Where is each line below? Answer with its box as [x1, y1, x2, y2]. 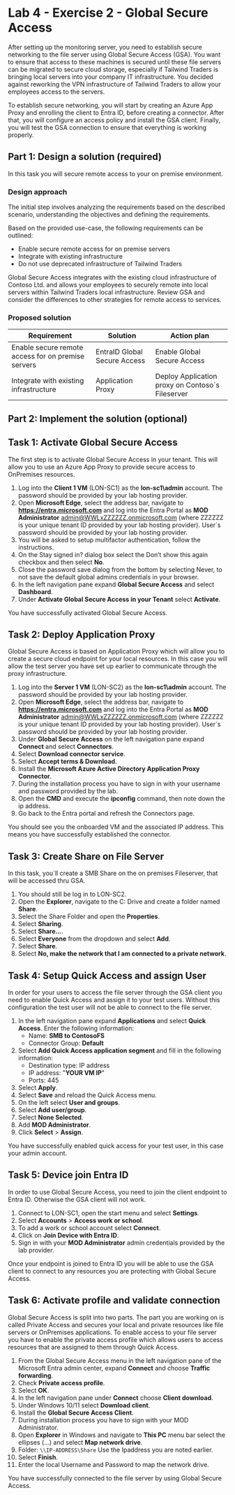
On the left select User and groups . [17, 1098, 121, 1106]
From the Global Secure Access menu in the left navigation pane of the [17, 1356, 222, 1364]
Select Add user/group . [17, 1106, 87, 1114]
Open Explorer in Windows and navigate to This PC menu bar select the [17, 1431, 226, 1439]
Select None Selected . [17, 1113, 84, 1121]
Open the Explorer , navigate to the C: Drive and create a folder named [17, 897, 220, 906]
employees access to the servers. [8, 87, 105, 96]
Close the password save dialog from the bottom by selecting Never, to [17, 565, 222, 574]
